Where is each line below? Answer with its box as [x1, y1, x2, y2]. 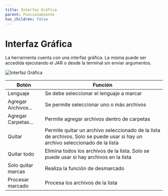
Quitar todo [7, 150, 34, 157]
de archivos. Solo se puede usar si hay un [44, 133, 142, 140]
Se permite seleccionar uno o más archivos [44, 101, 146, 108]
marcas [7, 168, 25, 175]
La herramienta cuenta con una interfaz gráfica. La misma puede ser [5, 54, 146, 60]
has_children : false [5, 16, 48, 21]
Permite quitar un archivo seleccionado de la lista [44, 127, 160, 134]
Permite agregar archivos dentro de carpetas [44, 115, 150, 122]
